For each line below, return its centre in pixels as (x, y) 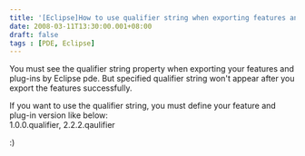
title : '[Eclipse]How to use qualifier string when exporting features (148, 18)
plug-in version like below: (59, 115)
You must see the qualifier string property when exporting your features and (152, 69)
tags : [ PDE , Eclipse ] (52, 43)
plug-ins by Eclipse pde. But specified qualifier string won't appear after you (152, 79)
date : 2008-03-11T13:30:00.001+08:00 (81, 26)
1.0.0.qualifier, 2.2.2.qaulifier (62, 125)
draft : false (34, 34)
